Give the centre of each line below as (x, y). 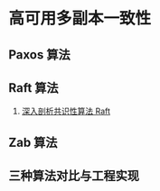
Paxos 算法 (39, 55)
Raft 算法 (34, 88)
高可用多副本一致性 (80, 18)
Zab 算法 (33, 142)
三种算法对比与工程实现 (74, 176)
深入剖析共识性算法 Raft (66, 111)
